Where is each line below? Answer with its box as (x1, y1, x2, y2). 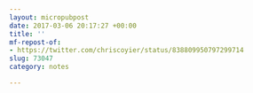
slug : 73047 (9, 54, 53, 63)
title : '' (9, 29, 46, 38)
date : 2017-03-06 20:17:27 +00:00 (9, 21, 138, 30)
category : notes (9, 63, 69, 72)
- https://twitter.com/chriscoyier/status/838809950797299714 (9, 46, 244, 55)
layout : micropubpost (9, 12, 90, 22)
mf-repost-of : (9, 37, 62, 47)
